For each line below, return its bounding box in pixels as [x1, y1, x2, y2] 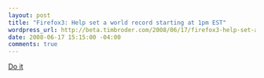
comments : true [8, 41, 58, 48]
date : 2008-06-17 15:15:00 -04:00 [8, 33, 122, 41]
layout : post [8, 11, 51, 19]
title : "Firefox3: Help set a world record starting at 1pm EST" [8, 19, 226, 27]
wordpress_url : [8, 26, 58, 34]
